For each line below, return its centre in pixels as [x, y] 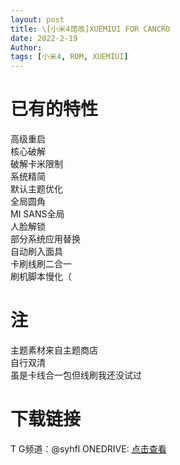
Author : [26, 47]
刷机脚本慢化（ [41, 277]
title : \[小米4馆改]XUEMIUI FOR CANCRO [90, 29]
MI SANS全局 [37, 214]
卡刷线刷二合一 [41, 264]
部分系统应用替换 [45, 239]
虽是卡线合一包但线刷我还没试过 [76, 375]
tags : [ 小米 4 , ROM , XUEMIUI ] [69, 57]
